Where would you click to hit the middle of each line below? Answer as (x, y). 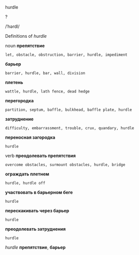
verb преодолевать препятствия (40, 156)
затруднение (19, 119)
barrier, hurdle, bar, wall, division (45, 73)
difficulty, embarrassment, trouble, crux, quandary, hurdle (70, 128)
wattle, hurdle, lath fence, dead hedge (48, 91)
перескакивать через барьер (37, 211)
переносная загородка (30, 137)
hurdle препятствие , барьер (35, 247)
